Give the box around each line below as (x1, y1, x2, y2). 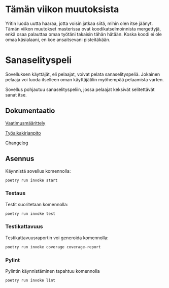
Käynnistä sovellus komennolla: (5, 168, 71, 174)
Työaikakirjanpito (5, 130, 41, 136)
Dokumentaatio (5, 107, 55, 115)
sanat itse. (5, 91, 27, 98)
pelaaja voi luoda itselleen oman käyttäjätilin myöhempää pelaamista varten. (5, 76, 164, 82)
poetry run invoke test (5, 211, 56, 216)
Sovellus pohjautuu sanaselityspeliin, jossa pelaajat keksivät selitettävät (5, 86, 155, 92)
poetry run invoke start (5, 178, 58, 183)
